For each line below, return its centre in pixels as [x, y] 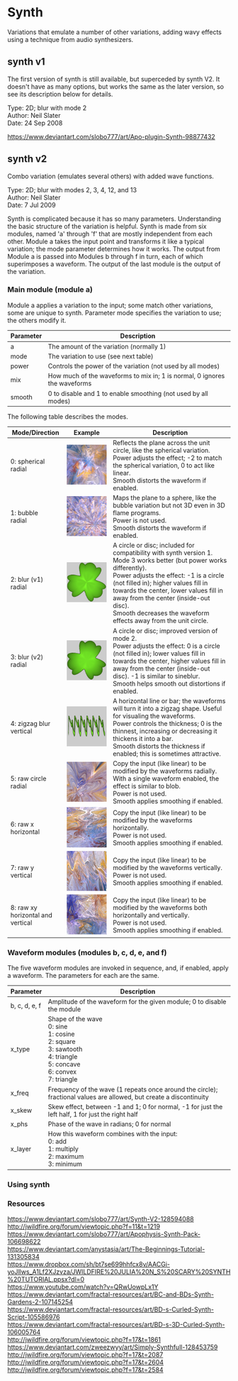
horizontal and [32, 915]
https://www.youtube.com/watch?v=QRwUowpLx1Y [83, 1287]
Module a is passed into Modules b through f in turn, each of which [105, 256]
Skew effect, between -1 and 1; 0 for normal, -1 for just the [135, 1106]
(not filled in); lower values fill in [159, 653]
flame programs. [137, 513]
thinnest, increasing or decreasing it [165, 731]
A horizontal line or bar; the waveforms [169, 700]
